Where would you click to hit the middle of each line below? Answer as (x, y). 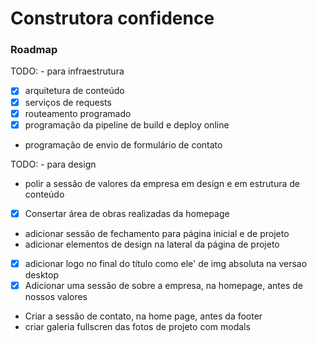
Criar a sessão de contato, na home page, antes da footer (143, 316)
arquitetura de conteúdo (74, 91)
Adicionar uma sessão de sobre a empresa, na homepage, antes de (164, 285)
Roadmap (34, 50)
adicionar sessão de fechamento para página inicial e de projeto (157, 233)
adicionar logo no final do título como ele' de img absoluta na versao (166, 263)
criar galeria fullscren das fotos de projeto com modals (137, 326)
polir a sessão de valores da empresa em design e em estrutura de (162, 183)
